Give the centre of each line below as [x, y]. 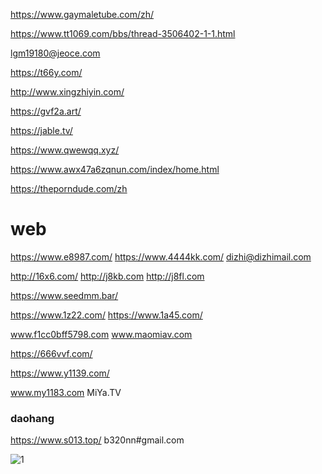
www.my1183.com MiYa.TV [66, 392]
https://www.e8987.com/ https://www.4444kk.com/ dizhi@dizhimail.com [161, 256]
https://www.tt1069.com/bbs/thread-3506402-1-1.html [123, 33]
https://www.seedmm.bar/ [64, 295]
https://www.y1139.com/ [60, 373]
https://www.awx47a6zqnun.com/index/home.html [115, 169]
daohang [32, 418]
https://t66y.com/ [46, 72]
